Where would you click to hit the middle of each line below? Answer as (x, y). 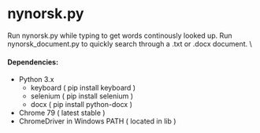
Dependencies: (33, 62)
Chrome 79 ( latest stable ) (62, 113)
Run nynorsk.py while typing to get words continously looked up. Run (120, 35)
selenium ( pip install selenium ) (82, 96)
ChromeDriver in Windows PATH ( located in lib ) (97, 121)
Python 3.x (36, 79)
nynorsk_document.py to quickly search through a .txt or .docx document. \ (130, 43)
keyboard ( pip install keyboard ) (83, 88)
